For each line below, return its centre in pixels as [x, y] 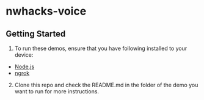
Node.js [24, 66]
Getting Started [36, 34]
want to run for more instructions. [56, 91]
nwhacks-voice [46, 11]
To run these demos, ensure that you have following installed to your [101, 48]
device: [24, 55]
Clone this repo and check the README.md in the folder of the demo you [106, 85]
